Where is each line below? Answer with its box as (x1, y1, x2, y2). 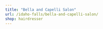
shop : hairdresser (5, 16, 43, 21)
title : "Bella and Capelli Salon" (5, 7, 77, 12)
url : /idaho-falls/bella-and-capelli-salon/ (5, 12, 99, 17)
